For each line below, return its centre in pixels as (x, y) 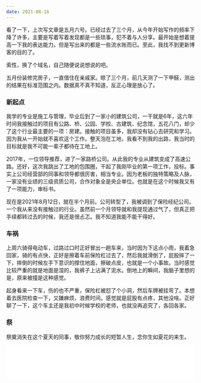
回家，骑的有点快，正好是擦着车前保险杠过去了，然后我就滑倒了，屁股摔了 (98, 255)
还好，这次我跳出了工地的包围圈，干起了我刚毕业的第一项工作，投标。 (103, 166)
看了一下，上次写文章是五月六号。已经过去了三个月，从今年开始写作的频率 (98, 29)
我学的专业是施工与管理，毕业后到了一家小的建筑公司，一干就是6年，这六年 (100, 116)
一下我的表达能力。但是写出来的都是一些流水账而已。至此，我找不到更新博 (103, 44)
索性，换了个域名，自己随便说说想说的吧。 (59, 65)
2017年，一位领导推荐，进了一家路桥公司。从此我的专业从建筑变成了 (91, 159)
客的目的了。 (22, 52)
